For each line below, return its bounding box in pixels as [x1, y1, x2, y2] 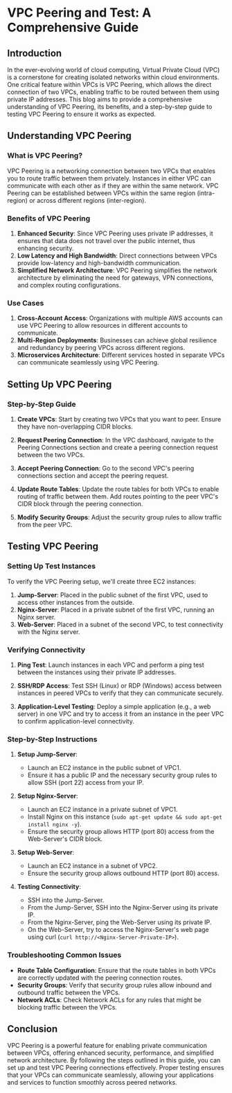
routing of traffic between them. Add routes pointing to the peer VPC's [17, 492, 219, 501]
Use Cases [7, 298, 44, 308]
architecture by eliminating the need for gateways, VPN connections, [17, 273, 214, 282]
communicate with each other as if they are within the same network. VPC [7, 181, 219, 190]
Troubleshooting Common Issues [7, 950, 122, 960]
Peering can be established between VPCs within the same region [7, 189, 196, 197]
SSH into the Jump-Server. [27, 896, 105, 904]
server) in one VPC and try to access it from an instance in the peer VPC [17, 710, 224, 718]
